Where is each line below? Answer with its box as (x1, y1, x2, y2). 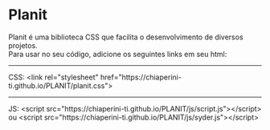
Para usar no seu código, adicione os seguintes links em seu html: (8, 49, 227, 59)
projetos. (8, 40, 38, 50)
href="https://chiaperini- (100, 72, 182, 82)
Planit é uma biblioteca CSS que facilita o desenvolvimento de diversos (8, 32, 243, 42)
